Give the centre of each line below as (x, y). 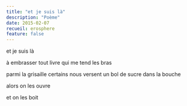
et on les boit (22, 98)
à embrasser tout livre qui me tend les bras (59, 63)
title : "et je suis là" (36, 12)
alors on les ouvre (28, 86)
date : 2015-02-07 (28, 23)
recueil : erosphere (31, 28)
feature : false (25, 34)
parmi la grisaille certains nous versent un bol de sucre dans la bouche (93, 74)
